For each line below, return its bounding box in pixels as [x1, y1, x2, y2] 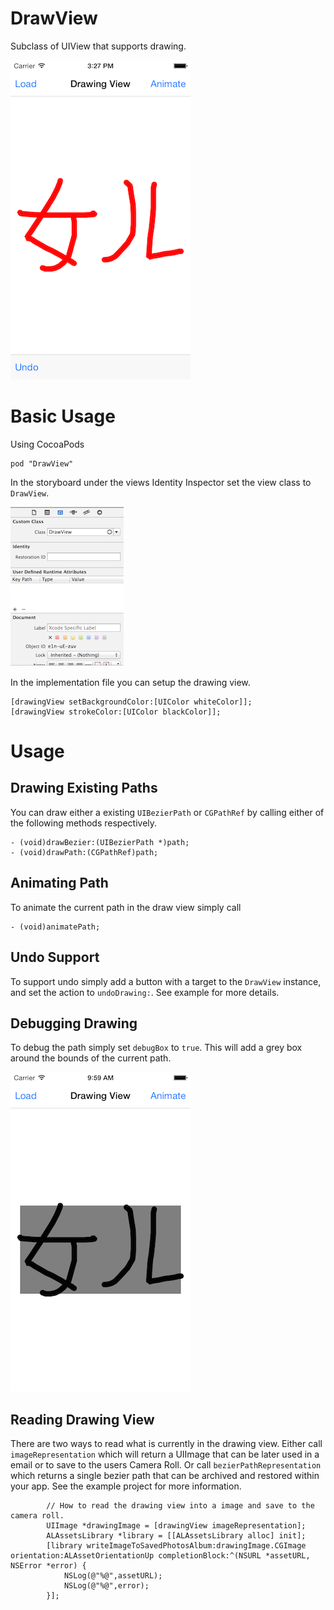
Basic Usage [10, 405, 116, 428]
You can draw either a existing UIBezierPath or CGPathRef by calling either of [10, 806, 325, 818]
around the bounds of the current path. [10, 1052, 172, 1064]
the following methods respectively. [10, 817, 158, 829]
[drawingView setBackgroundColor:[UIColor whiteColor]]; [10, 697, 253, 707]
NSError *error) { [10, 1561, 87, 1571]
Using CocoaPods [10, 438, 85, 450]
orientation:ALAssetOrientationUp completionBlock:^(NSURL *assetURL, [10, 1551, 311, 1561]
